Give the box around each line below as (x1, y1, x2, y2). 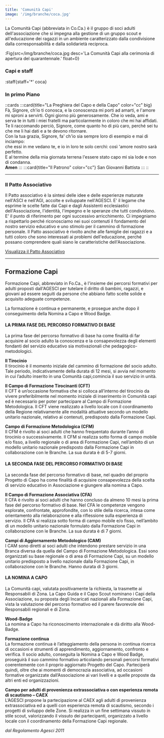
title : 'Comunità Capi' (5, 7, 54, 12)
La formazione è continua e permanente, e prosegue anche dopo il (5, 305, 139, 311)
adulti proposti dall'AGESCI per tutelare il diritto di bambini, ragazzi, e (5, 286, 144, 292)
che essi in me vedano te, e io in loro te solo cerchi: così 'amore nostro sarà (5, 144, 157, 150)
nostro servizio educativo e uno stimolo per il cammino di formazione (5, 224, 144, 230)
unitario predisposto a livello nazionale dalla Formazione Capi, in (5, 558, 134, 564)
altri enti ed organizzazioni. (5, 677, 60, 683)
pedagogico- (111, 343, 138, 349)
